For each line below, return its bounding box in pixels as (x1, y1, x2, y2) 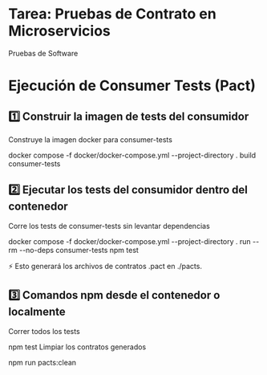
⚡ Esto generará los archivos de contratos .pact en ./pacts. (8, 261, 203, 271)
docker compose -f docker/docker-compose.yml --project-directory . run (8, 236, 251, 246)
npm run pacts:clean (8, 357, 77, 367)
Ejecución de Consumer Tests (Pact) (8, 77, 257, 95)
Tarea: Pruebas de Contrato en (8, 5, 216, 23)
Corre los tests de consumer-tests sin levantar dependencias (8, 221, 210, 230)
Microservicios (8, 22, 111, 40)
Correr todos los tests (8, 326, 80, 336)
